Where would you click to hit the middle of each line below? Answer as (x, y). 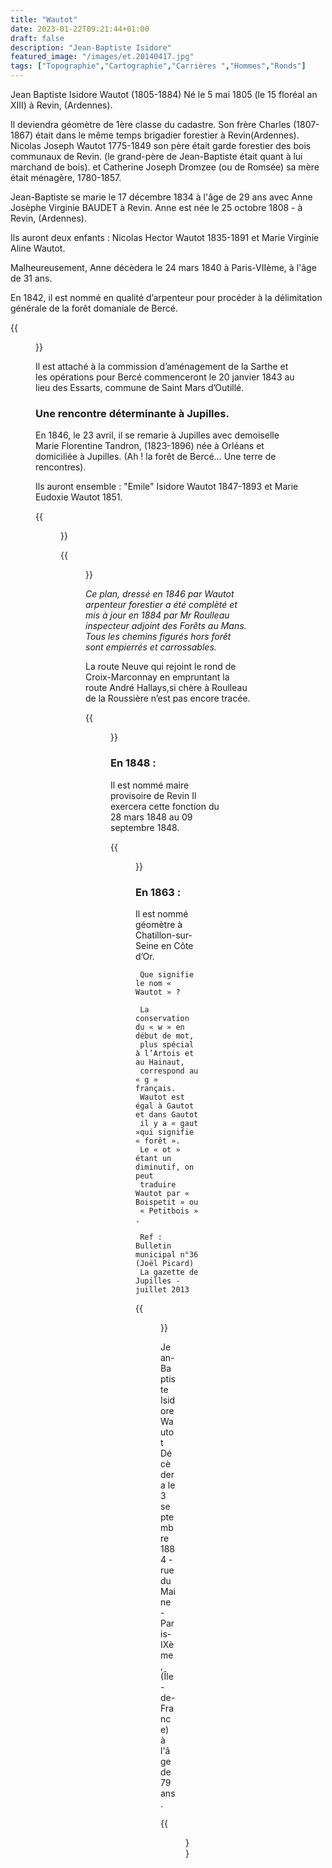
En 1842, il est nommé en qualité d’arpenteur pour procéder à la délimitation (166, 297)
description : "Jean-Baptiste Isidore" (91, 47)
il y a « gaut (169, 1123)
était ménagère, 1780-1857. (66, 177)
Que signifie (167, 974)
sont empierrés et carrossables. (151, 647)
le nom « (153, 983)
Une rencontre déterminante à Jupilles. (132, 413)
